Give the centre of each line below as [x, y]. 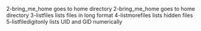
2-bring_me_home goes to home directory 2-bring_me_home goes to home [101, 9]
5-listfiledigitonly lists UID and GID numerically [64, 22]
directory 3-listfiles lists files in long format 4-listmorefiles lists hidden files [100, 15]
